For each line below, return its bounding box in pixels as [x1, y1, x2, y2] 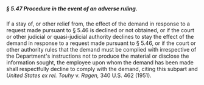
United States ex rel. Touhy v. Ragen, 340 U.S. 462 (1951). [6, 72, 152, 79]
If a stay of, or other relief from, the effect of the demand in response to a [6, 20, 191, 27]
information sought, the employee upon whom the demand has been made [6, 58, 194, 66]
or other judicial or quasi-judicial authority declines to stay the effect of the [6, 33, 194, 40]
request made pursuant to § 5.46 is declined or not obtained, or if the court [6, 26, 195, 33]
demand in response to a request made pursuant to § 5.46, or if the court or [6, 39, 196, 47]
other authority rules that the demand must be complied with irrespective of [6, 46, 197, 53]
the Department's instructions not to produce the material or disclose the [6, 52, 189, 59]
